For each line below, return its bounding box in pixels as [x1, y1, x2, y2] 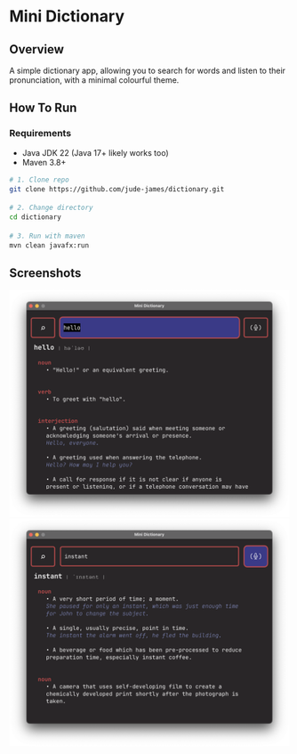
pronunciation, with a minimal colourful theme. [9, 75, 180, 85]
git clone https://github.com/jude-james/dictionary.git [9, 184, 225, 193]
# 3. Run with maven [9, 231, 86, 240]
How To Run [9, 101, 77, 116]
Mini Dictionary [9, 6, 125, 27]
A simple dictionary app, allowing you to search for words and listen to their [9, 65, 286, 76]
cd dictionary [9, 213, 62, 222]
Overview [9, 42, 65, 57]
